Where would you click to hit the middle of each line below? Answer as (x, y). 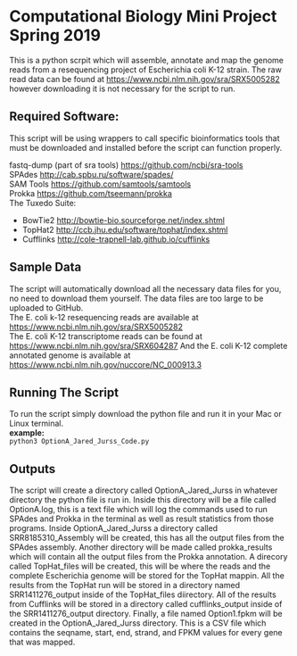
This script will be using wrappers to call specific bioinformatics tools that (144, 138)
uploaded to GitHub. (46, 307)
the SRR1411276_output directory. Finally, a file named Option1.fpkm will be (146, 614)
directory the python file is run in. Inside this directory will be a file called (143, 500)
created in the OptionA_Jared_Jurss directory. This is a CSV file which (138, 623)
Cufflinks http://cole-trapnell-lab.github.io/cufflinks (116, 239)
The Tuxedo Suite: (43, 203)
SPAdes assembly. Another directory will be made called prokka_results (141, 547)
